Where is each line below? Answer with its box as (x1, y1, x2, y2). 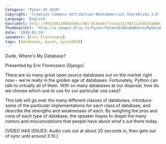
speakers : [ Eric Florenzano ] (5, 35, 65, 40)
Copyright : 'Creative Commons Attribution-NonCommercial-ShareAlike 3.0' (5, 12, 161, 17)
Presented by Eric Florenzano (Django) (5, 62, 84, 68)
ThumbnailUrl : (5, 26, 35, 31)
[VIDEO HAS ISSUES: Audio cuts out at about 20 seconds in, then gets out (5, 128, 156, 134)
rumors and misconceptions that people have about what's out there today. (5, 118, 158, 124)
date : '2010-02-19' (5, 30, 45, 35)
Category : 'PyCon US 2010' (5, 7, 61, 12)
